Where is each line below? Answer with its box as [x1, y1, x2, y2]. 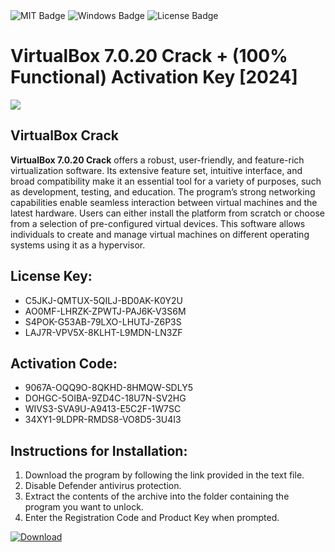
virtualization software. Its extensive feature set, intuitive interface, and [10, 164, 303, 176]
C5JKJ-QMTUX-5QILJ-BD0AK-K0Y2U [24, 294, 183, 306]
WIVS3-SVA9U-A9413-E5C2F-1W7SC [24, 403, 182, 415]
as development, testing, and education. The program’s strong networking [10, 185, 316, 198]
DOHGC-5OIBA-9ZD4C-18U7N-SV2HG [24, 392, 187, 404]
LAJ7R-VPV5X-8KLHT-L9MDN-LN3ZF [24, 326, 183, 338]
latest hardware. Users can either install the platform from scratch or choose [10, 207, 325, 219]
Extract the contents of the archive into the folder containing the [24, 490, 290, 503]
